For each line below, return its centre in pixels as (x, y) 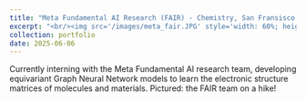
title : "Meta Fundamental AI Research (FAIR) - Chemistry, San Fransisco (153, 18)
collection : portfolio (52, 35)
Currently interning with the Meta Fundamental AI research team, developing (153, 69)
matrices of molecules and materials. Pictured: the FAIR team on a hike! (143, 88)
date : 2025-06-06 (42, 43)
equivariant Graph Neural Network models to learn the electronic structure (149, 79)
